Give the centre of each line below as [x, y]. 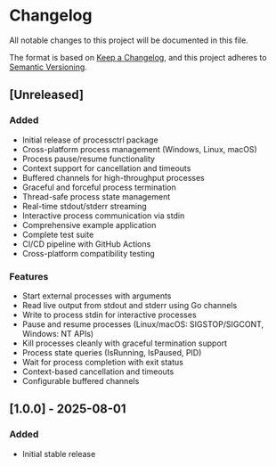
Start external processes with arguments [97, 296]
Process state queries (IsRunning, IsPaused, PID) [112, 352]
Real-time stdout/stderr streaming [84, 206]
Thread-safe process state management [96, 196]
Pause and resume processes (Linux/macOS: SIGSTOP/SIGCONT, [143, 324]
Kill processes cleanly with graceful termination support [125, 343]
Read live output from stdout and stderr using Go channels [130, 305]
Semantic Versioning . [48, 67]
